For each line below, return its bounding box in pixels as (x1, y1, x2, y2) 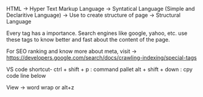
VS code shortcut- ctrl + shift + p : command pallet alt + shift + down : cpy (6, 66, 193, 73)
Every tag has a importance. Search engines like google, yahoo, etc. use (6, 30, 188, 37)
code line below (6, 72, 46, 79)
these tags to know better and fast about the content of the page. (6, 36, 170, 43)
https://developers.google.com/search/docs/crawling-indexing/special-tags (6, 54, 197, 61)
